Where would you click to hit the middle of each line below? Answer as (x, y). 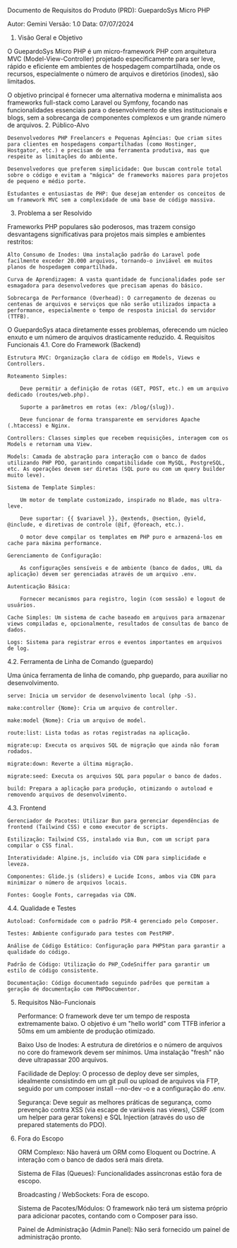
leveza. (19, 864)
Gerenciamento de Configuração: (55, 556)
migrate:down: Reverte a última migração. (71, 764)
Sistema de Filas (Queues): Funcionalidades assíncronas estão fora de (120, 1173)
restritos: (20, 242)
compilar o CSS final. (41, 846)
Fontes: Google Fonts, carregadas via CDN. (72, 895)
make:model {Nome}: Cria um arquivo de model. (77, 721)
